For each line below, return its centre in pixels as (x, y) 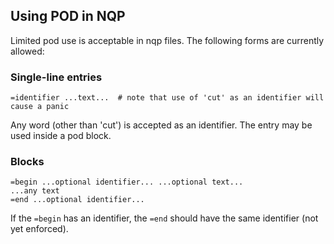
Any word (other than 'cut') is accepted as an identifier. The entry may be (161, 125)
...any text (35, 191)
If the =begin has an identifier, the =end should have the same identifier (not (164, 218)
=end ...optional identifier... (77, 200)
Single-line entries (56, 77)
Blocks (27, 162)
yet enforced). (39, 229)
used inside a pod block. (61, 136)
